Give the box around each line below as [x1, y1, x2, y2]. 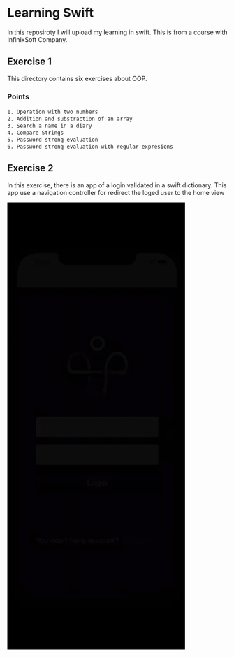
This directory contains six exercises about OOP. [7, 74, 148, 82]
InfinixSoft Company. [7, 35, 68, 43]
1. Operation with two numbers [7, 108, 98, 116]
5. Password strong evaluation [7, 136, 98, 144]
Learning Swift [7, 5, 94, 21]
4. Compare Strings [7, 129, 64, 137]
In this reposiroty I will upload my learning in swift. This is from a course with [7, 28, 228, 36]
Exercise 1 [7, 56, 52, 68]
